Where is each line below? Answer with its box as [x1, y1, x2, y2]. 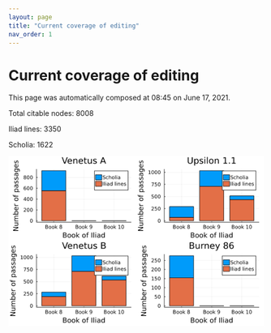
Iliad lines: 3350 [8, 124, 62, 134]
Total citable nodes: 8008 [8, 109, 94, 118]
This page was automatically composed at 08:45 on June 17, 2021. [8, 93, 231, 103]
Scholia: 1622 [8, 140, 54, 150]
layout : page [8, 13, 53, 21]
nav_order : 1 [8, 30, 53, 38]
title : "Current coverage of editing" [8, 21, 140, 30]
